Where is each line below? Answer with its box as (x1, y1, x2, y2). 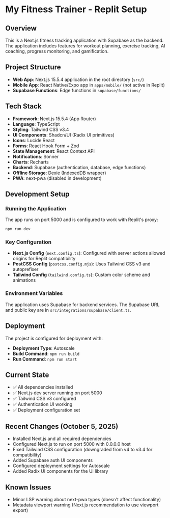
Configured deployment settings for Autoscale (12, 462, 110, 469)
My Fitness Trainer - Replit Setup (5, 4, 147, 15)
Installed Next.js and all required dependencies (12, 435, 111, 442)
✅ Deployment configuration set (12, 407, 80, 413)
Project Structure (5, 63, 61, 72)
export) (12, 507, 29, 513)
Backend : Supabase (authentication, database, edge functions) (12, 164, 146, 170)
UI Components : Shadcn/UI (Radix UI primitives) (12, 131, 115, 138)
